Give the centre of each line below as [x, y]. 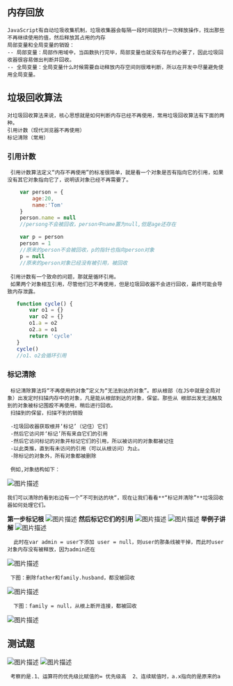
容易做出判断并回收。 [49, 60]
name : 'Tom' [48, 205]
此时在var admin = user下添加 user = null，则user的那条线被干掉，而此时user [119, 542]
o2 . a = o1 [43, 330]
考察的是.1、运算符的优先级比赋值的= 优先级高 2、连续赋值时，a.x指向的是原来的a [115, 676]
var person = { [42, 192]
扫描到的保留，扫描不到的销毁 [47, 413]
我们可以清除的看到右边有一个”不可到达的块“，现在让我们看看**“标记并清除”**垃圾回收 [115, 497]
